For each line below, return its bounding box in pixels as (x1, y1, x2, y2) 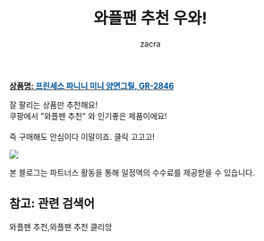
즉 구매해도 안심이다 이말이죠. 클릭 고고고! (9, 131, 155, 142)
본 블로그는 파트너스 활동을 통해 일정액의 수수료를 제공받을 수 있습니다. (9, 167, 255, 177)
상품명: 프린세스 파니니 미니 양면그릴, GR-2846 (9, 80, 175, 90)
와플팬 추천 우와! (93, 8, 208, 29)
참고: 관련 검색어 (9, 196, 96, 211)
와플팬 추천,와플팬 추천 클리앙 (9, 221, 113, 232)
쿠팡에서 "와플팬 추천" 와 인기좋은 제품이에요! (9, 110, 167, 121)
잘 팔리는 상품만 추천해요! (9, 99, 98, 110)
